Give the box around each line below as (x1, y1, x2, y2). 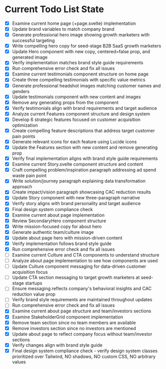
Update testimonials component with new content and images (12, 94, 141, 100)
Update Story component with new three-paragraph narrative (12, 195, 140, 201)
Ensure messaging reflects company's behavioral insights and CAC (12, 285, 152, 292)
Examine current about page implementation (12, 212, 104, 218)
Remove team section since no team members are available (12, 319, 136, 325)
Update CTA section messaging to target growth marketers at (12, 274, 140, 280)
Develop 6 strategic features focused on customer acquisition (12, 116, 141, 122)
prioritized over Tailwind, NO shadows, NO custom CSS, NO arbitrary (12, 353, 156, 359)
